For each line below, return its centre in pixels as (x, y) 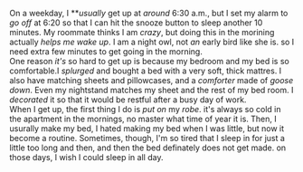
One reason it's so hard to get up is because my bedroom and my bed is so (149, 61)
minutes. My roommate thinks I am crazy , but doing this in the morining (142, 32)
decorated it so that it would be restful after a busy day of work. (128, 100)
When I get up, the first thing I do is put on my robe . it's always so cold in (145, 109)
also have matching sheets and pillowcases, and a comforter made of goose (151, 80)
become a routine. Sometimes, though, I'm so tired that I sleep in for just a (147, 138)
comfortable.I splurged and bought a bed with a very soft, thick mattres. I (146, 71)
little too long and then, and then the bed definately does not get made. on (148, 148)
